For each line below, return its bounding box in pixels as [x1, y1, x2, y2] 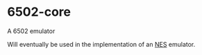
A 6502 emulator [7, 27, 56, 35]
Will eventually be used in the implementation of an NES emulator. [7, 40, 196, 48]
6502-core [7, 4, 71, 20]
